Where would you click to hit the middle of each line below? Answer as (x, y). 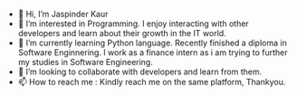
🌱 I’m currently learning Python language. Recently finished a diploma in (152, 43)
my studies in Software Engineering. (86, 62)
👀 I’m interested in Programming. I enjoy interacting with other (133, 24)
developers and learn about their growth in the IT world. (122, 33)
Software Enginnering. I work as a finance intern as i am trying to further (153, 53)
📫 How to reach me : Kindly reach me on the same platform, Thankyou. (152, 82)
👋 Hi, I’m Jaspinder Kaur (63, 14)
